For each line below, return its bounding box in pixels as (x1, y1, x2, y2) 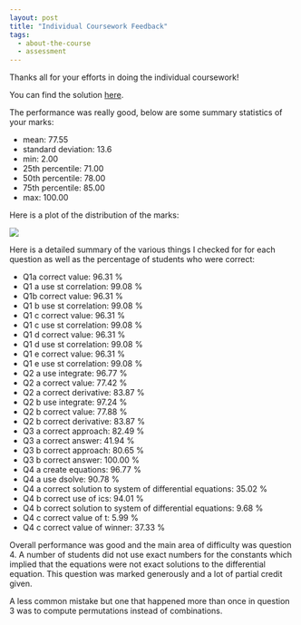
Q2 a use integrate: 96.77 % (22, 368, 128, 379)
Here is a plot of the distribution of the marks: (9, 210, 180, 220)
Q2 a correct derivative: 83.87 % (22, 387, 145, 398)
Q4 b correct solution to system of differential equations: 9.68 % (22, 503, 264, 513)
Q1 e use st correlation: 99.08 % (22, 358, 143, 369)
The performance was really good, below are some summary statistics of (9, 107, 283, 118)
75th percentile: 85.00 (22, 182, 106, 193)
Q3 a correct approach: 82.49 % (22, 425, 145, 436)
